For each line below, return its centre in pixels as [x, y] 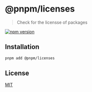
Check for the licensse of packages [52, 22]
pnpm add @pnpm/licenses [30, 58]
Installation [22, 47]
